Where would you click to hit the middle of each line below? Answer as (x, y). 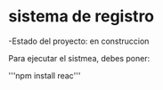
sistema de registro (81, 16)
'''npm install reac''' (45, 75)
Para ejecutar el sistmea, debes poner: (79, 58)
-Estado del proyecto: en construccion (79, 41)
